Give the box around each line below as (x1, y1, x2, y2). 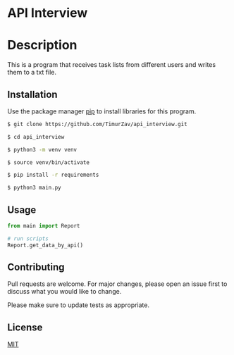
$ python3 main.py (7, 185, 61, 192)
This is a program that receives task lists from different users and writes (7, 61, 216, 69)
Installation (7, 88, 58, 100)
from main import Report (7, 223, 80, 230)
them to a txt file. (7, 68, 56, 77)
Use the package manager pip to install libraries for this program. (7, 107, 197, 116)
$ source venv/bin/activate (7, 158, 90, 166)
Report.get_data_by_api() (7, 242, 83, 249)
